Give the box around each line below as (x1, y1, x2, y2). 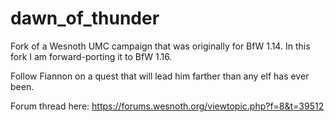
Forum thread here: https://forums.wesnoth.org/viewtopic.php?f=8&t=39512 (10, 100, 325, 112)
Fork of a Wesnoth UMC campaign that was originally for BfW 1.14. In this (10, 40, 311, 52)
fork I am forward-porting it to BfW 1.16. (10, 50, 173, 62)
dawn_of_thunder (10, 7, 160, 30)
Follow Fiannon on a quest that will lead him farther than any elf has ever (10, 70, 310, 82)
